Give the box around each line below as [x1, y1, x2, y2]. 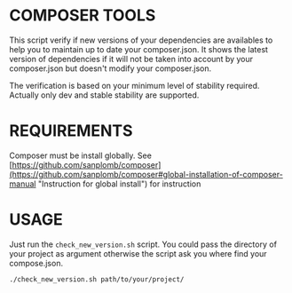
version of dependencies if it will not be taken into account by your [9, 53, 254, 64]
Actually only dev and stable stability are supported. [9, 90, 200, 100]
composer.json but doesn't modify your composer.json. [9, 63, 212, 74]
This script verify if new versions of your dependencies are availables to [9, 35, 273, 45]
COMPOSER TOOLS [9, 5, 156, 26]
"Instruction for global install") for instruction [37, 178, 201, 189]
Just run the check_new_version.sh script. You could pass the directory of [9, 239, 278, 249]
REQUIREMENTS [9, 121, 133, 141]
